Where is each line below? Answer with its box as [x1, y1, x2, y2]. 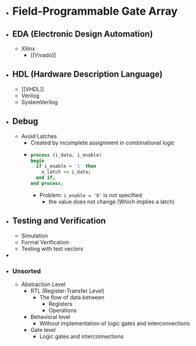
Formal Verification [21, 238, 69, 246]
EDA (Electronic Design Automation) [12, 29, 153, 39]
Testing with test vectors [21, 245, 84, 252]
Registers [48, 300, 73, 307]
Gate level [30, 326, 56, 333]
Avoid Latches [21, 132, 57, 140]
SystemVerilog [21, 98, 58, 105]
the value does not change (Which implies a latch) [48, 198, 175, 205]
